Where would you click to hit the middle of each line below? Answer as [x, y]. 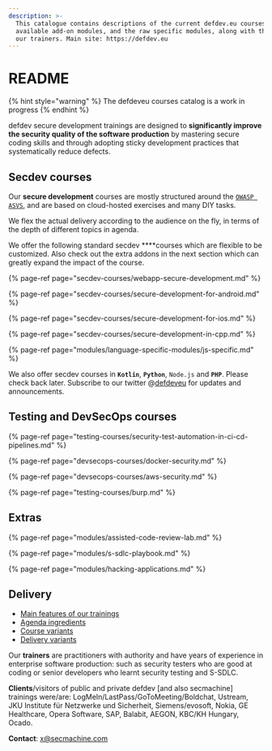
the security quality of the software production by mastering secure [124, 134]
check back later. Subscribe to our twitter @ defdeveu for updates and [125, 383]
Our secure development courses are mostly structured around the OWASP [131, 196]
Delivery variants [48, 640]
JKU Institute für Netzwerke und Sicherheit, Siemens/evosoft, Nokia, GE [128, 706]
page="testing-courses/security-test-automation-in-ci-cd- [150, 436]
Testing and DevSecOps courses [93, 417]
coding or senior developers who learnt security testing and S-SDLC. [123, 673]
